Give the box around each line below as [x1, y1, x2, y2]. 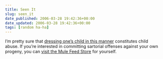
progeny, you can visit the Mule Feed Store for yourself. [5, 49, 117, 55]
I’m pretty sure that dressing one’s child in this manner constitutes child [5, 38, 148, 44]
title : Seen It [5, 7, 36, 12]
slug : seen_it [5, 12, 34, 16]
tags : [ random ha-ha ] [5, 25, 49, 30]
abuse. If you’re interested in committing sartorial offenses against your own [5, 44, 159, 49]
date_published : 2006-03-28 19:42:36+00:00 [5, 16, 95, 21]
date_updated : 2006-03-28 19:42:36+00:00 [5, 20, 91, 26]
